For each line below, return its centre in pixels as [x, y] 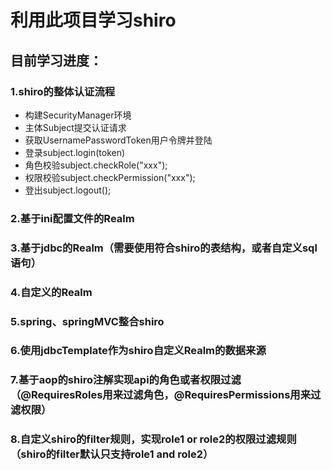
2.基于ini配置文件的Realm [72, 218]
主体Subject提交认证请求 [75, 127]
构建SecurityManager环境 [78, 115]
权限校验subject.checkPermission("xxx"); [110, 177]
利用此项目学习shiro [93, 20]
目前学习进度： [56, 60]
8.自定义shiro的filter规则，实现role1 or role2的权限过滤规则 [153, 439]
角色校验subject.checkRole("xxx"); [96, 165]
